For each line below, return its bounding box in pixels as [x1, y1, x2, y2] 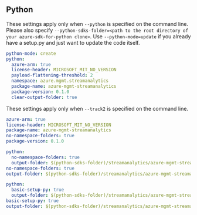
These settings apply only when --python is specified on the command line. [6, 20, 189, 27]
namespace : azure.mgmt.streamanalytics [11, 78, 109, 84]
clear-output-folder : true [11, 94, 77, 100]
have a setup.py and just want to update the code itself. [6, 39, 140, 46]
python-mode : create [6, 50, 57, 57]
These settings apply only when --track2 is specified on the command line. [6, 105, 189, 112]
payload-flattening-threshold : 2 [11, 72, 93, 78]
